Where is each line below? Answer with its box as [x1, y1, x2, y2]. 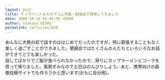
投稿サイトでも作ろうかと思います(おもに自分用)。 [9, 70, 112, 76]
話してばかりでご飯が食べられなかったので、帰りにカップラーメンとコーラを [5, 58, 160, 63]
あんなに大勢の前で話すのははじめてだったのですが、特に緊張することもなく [5, 40, 160, 45]
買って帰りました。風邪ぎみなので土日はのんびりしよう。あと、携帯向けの [5, 64, 155, 70]
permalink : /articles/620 [5, 25, 58, 30]
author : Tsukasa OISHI [5, 20, 52, 26]
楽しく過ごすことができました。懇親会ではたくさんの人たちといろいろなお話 [5, 45, 160, 51]
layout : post [5, 7, 32, 12]
